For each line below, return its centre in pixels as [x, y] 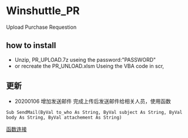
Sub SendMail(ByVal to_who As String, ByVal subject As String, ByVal [94, 112]
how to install [31, 46]
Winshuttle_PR [43, 11]
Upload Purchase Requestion [41, 27]
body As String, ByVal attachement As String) [64, 117]
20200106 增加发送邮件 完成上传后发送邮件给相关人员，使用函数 [93, 101]
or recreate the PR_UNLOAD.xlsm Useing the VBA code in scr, [89, 66]
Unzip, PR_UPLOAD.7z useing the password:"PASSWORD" [85, 59]
